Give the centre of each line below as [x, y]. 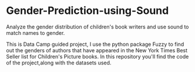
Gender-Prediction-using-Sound [88, 11]
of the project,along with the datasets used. [59, 63]
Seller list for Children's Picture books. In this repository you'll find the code [97, 56]
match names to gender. [36, 33]
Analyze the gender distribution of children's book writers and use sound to [97, 27]
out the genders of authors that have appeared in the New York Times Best [97, 50]
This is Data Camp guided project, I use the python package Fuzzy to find [95, 44]
